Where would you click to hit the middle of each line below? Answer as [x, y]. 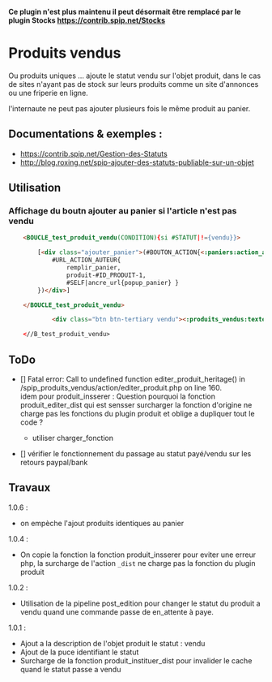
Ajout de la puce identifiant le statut [79, 652]
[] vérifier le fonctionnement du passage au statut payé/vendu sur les [136, 453]
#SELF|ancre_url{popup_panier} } [123, 283]
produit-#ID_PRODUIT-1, [106, 275]
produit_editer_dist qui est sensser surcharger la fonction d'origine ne [136, 405]
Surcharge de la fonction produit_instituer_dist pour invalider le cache [136, 660]
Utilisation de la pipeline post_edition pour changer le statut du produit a [140, 603]
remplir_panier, [93, 268]
